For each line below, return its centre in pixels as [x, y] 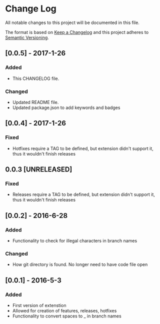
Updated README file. [35, 102]
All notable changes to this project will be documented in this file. [72, 22]
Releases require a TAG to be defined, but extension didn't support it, [83, 194]
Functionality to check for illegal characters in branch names [75, 240]
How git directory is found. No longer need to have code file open [80, 264]
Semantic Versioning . [27, 37]
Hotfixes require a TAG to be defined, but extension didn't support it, [83, 148]
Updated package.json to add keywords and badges [66, 107]
